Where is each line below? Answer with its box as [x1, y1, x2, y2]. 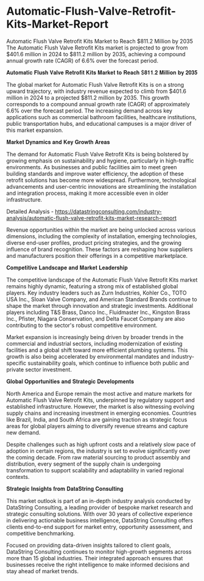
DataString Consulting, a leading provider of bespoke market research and [6, 503, 194, 511]
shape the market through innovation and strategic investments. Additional [6, 302, 194, 309]
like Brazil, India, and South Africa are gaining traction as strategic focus [6, 415, 188, 423]
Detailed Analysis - [6, 208, 54, 215]
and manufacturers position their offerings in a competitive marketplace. [6, 252, 188, 259]
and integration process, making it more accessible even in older [6, 189, 169, 197]
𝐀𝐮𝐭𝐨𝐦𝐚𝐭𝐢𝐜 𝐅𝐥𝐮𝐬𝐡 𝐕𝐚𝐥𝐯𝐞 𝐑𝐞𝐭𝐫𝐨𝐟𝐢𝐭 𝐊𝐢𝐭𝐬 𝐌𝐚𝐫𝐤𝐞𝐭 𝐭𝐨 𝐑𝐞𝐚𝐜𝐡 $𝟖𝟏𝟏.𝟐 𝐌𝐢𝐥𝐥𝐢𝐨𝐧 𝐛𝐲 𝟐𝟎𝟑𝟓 [6, 68, 198, 76]
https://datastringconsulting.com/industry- [54, 208, 163, 215]
